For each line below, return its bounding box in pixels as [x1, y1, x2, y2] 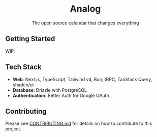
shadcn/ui [12, 82, 34, 88]
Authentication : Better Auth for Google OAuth [12, 92, 109, 98]
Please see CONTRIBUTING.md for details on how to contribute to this [5, 120, 152, 127]
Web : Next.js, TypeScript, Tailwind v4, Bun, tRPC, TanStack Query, [12, 76, 152, 82]
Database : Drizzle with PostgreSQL [12, 87, 87, 93]
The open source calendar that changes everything [32, 20, 139, 26]
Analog [70, 3, 101, 15]
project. [5, 126, 22, 132]
